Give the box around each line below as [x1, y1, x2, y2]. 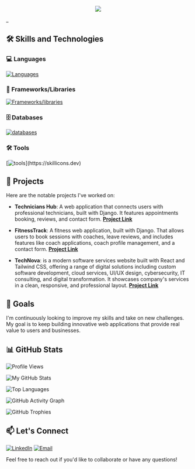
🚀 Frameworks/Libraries [6, 85, 76, 93]
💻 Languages [6, 55, 46, 63]
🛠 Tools [6, 144, 30, 152]
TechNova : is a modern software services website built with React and [14, 257, 185, 264]
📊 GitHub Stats [6, 344, 63, 354]
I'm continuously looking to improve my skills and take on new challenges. [6, 314, 184, 321]
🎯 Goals [6, 299, 35, 309]
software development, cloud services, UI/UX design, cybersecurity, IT [14, 269, 186, 276]
